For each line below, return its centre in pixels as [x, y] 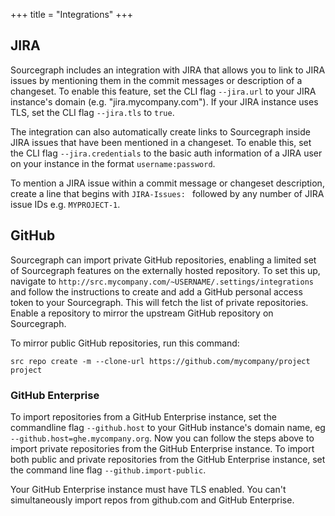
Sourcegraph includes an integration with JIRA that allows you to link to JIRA [168, 70]
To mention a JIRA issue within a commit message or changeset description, [167, 183]
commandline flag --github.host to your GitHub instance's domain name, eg [168, 427]
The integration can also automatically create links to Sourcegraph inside [160, 131]
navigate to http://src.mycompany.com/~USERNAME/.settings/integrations [162, 281]
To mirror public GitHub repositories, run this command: [125, 343]
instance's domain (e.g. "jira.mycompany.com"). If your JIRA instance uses [164, 101]
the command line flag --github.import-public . [108, 470]
